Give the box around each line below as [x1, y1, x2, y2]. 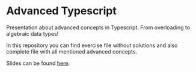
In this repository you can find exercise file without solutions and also [6, 42, 178, 49]
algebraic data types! [6, 30, 59, 37]
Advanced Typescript [6, 4, 117, 18]
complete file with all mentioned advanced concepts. [6, 48, 137, 55]
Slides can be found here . [6, 60, 70, 67]
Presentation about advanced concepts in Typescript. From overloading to [6, 24, 191, 31]
